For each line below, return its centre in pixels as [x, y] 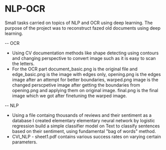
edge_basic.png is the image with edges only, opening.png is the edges [87, 74]
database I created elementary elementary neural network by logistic [84, 120]
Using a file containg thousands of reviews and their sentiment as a [82, 115]
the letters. [23, 63]
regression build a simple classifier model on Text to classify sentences [86, 126]
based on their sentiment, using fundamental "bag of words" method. [84, 131]
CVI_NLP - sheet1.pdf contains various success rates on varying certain [87, 136]
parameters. [25, 142]
